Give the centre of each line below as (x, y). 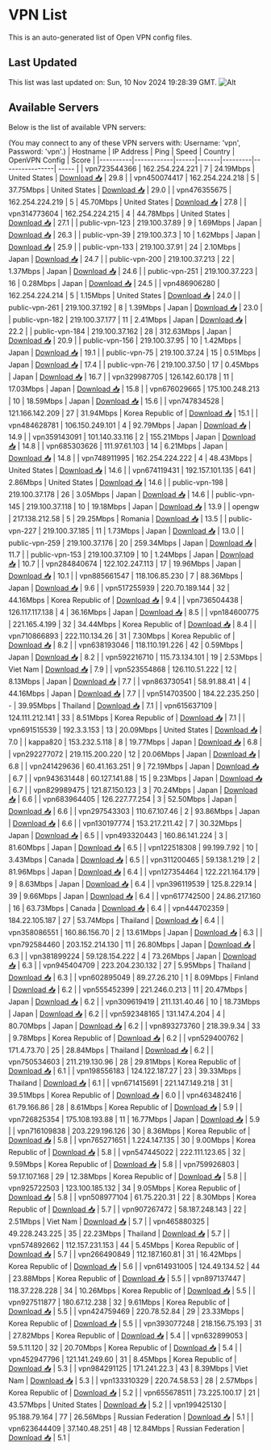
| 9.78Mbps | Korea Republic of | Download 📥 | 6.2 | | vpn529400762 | (126, 1038)
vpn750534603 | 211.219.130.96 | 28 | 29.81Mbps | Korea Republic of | (125, 1061)
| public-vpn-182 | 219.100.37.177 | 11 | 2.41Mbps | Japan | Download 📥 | (128, 319)
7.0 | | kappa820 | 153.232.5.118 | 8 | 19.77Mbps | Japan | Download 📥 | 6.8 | (135, 742)
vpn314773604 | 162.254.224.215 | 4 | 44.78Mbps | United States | (119, 213)
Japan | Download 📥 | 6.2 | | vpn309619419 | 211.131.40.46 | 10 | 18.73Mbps (134, 1001)
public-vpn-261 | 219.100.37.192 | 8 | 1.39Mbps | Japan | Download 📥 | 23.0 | (135, 307)
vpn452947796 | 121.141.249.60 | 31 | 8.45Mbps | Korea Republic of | (123, 1359)
